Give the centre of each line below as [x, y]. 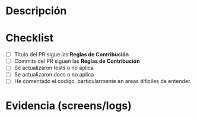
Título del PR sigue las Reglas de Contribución [72, 55]
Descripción [36, 11]
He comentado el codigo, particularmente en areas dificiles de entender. [103, 81]
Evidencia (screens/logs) [69, 106]
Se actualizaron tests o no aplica [54, 68]
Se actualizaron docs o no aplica [54, 75]
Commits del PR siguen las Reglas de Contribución [77, 61]
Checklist [30, 38]
